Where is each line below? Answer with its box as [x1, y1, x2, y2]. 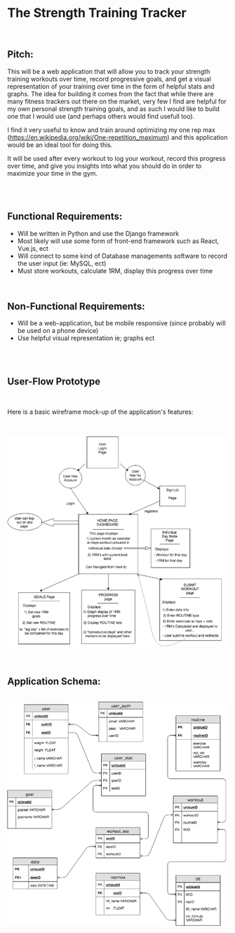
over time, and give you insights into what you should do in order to [7, 162, 202, 170]
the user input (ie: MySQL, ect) [17, 259, 107, 268]
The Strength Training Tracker [7, 5, 187, 21]
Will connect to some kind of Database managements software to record [17, 252, 228, 260]
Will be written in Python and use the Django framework [17, 229, 180, 237]
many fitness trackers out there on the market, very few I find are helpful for [7, 97, 227, 105]
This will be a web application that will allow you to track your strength [7, 67, 210, 75]
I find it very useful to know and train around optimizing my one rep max [7, 125, 215, 134]
